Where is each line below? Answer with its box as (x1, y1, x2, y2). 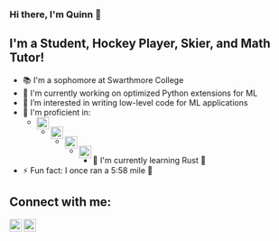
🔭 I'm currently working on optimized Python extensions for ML (22, 88, 258, 98)
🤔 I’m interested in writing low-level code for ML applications (22, 97, 248, 107)
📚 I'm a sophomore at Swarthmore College (22, 74, 184, 85)
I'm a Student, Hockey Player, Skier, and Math (9, 36, 271, 51)
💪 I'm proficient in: (22, 107, 91, 117)
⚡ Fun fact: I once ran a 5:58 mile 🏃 (22, 164, 153, 175)
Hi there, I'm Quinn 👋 (9, 8, 102, 21)
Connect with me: (9, 194, 112, 210)
